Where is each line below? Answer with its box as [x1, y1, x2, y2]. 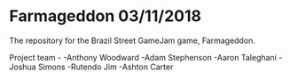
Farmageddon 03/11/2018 [9, 6, 202, 26]
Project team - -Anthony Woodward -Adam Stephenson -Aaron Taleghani [9, 52, 278, 62]
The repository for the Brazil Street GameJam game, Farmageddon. [9, 35, 255, 46]
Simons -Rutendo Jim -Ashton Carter [38, 61, 174, 72]
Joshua [9, 61, 37, 72]
